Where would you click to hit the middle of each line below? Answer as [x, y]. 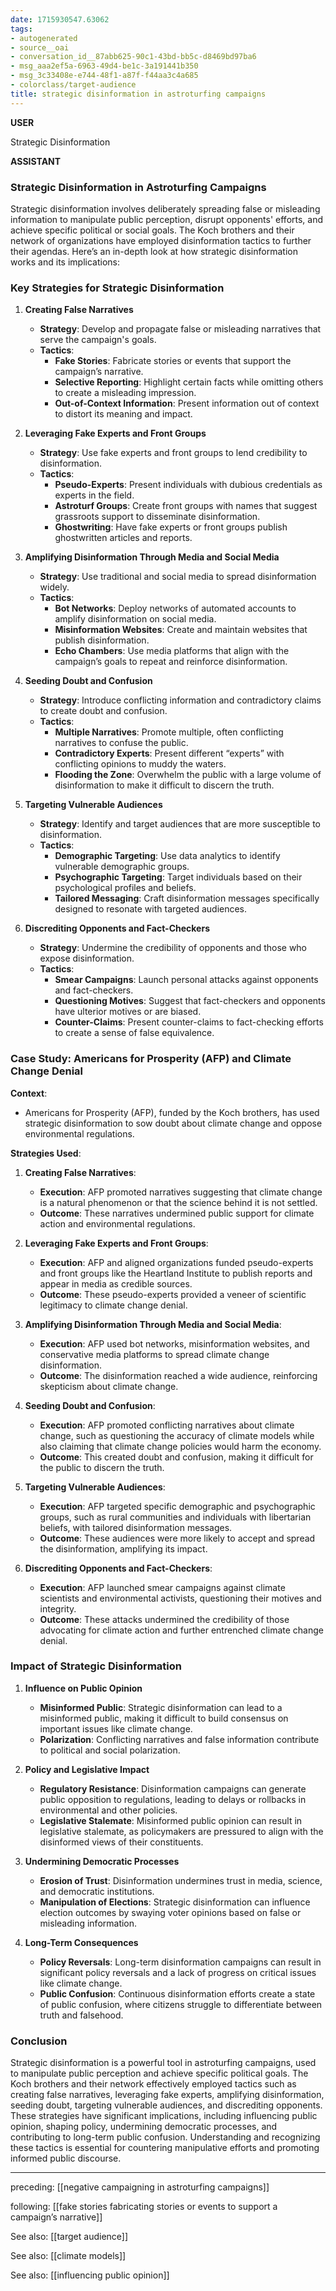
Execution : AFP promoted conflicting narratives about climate [167, 1425]
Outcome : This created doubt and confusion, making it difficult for [176, 1457]
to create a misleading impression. [125, 393]
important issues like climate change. [116, 1728]
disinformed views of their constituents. [121, 1842]
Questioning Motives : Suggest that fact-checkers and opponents [190, 1001]
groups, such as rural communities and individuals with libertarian [175, 1517]
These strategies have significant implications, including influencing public [164, 2116]
